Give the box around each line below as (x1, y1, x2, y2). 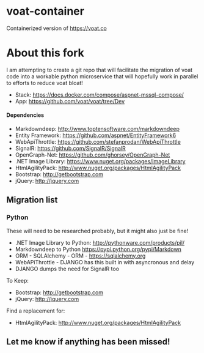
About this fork (6, 46, 84, 60)
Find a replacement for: (6, 307, 65, 314)
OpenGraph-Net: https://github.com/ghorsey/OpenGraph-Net (15, 151, 170, 158)
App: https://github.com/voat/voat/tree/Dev (15, 97, 125, 105)
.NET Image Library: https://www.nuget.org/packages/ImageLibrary (15, 158, 186, 165)
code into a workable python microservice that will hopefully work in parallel (6, 72, 199, 80)
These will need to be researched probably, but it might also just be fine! (6, 227, 189, 234)
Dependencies (6, 111, 45, 119)
